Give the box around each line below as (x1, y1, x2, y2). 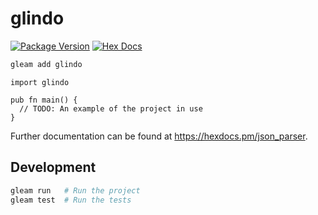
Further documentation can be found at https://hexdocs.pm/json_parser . (10, 130, 308, 142)
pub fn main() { (10, 95, 78, 105)
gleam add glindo (10, 59, 83, 69)
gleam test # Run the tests (10, 195, 132, 205)
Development (10, 159, 97, 176)
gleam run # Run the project (10, 185, 141, 196)
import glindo (10, 77, 70, 87)
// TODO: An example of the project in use (19, 103, 203, 114)
